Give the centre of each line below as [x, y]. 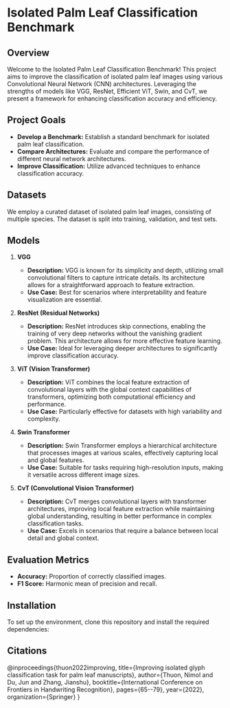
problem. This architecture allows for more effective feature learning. [125, 341]
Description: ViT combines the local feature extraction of [108, 382]
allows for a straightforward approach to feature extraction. [111, 285]
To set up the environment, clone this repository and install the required [108, 622]
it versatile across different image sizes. [83, 475]
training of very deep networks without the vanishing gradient [115, 334]
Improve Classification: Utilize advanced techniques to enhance [108, 166]
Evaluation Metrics [48, 560]
